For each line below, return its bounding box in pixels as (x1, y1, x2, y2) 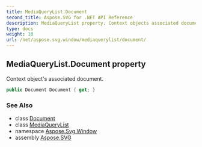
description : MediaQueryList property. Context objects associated (6, 20, 179, 26)
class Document (14, 114, 55, 122)
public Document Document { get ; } (6, 87, 96, 93)
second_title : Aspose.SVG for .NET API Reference (6, 14, 133, 20)
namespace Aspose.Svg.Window (14, 127, 97, 134)
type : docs (6, 25, 34, 32)
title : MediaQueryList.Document (6, 8, 87, 15)
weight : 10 (6, 31, 34, 37)
